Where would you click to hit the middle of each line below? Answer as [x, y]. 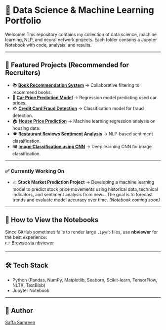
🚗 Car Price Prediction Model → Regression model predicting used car [84, 97]
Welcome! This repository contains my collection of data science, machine [81, 34]
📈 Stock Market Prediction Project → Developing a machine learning [83, 182]
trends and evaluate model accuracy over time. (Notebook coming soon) [86, 200]
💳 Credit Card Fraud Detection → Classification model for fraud [78, 108]
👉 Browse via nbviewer [30, 243]
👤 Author [19, 311]
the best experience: [26, 237]
